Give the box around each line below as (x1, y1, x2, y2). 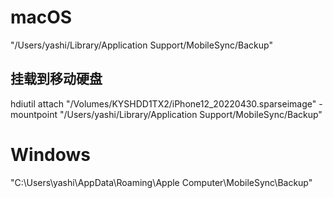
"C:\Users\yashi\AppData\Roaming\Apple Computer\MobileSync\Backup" (10, 176, 313, 188)
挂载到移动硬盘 (10, 71, 103, 88)
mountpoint (10, 108, 58, 120)
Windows (10, 143, 91, 166)
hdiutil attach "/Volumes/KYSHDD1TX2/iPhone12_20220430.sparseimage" (10, 97, 317, 110)
